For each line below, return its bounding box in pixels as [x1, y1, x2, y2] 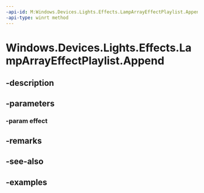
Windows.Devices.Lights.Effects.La [5, 41, 192, 55]
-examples [5, 177, 47, 188]
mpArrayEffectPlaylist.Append [5, 54, 165, 68]
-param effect [5, 117, 48, 125]
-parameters [5, 99, 55, 109]
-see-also [5, 156, 44, 167]
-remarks [5, 135, 42, 146]
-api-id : [5, 9, 28, 15]
